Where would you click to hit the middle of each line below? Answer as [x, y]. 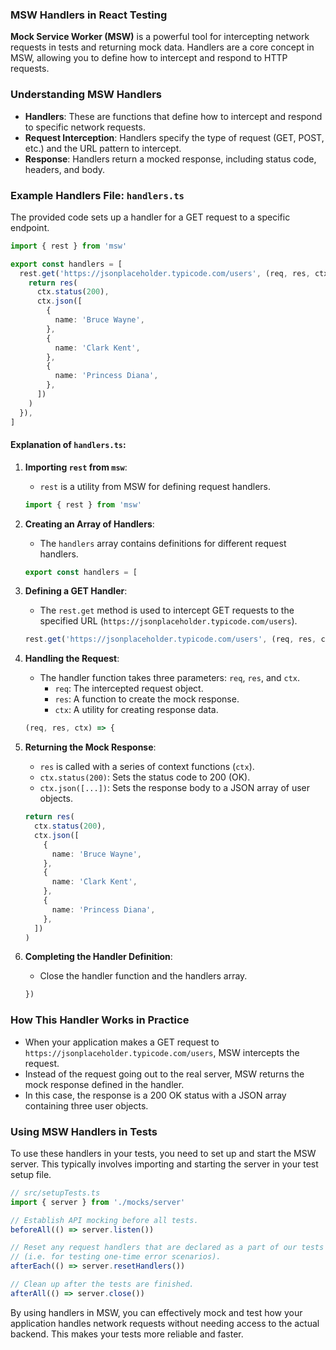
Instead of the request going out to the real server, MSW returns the [164, 1074]
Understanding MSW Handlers [86, 95]
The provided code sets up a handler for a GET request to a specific [150, 217]
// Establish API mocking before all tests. [104, 1220]
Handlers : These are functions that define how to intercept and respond [173, 116]
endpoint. [30, 227]
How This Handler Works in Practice [100, 1020]
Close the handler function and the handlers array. [143, 976]
